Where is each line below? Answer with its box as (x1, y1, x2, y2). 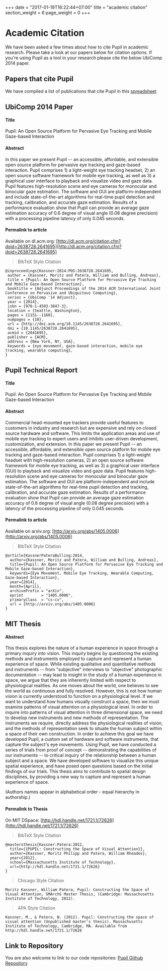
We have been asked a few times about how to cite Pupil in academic (5, 44, 149, 50)
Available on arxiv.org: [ (5, 528, 54, 534)
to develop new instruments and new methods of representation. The (5, 714, 149, 721)
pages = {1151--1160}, (7, 313, 55, 318)
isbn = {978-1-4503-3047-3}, (7, 303, 69, 309)
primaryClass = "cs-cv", (10, 597, 64, 602)
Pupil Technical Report (5, 366, 78, 375)
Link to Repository (5, 941, 64, 950)
